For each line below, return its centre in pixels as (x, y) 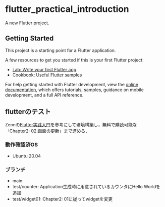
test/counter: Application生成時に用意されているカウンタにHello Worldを (86, 187)
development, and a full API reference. (44, 95)
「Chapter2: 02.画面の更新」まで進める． (48, 131)
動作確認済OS (22, 145)
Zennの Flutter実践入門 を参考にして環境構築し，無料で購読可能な (71, 124)
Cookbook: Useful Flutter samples (47, 75)
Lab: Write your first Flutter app (44, 69)
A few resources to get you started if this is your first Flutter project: (74, 60)
